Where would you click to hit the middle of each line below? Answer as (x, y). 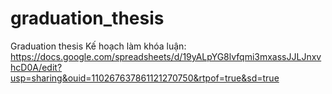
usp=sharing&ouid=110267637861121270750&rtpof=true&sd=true (145, 78)
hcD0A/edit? (36, 67)
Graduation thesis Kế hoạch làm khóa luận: (98, 46)
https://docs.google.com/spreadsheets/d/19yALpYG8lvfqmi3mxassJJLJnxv (166, 56)
